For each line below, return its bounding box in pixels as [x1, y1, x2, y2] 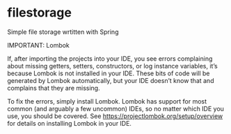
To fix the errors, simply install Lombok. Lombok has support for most [7, 97, 207, 105]
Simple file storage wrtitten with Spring [7, 28, 119, 36]
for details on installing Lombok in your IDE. [7, 119, 132, 127]
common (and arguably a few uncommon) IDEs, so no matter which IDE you [7, 104, 225, 113]
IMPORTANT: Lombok [7, 41, 70, 49]
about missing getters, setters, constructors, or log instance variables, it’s [7, 61, 218, 70]
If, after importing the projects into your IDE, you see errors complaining [7, 54, 213, 63]
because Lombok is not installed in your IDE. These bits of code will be [7, 69, 210, 77]
